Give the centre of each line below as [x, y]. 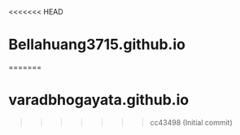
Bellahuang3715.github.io [97, 45]
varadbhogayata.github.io [99, 100]
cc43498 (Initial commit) [192, 122]
